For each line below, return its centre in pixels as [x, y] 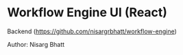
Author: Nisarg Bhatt [36, 44]
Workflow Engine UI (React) [87, 13]
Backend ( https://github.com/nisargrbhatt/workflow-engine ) [92, 31]
